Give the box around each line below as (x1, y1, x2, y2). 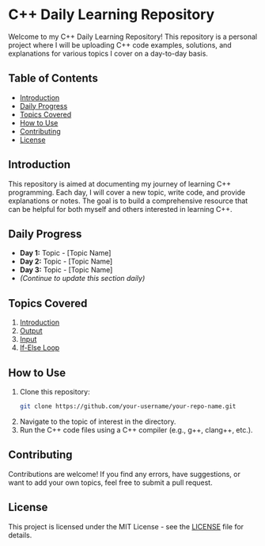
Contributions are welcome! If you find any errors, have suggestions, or (8, 469, 241, 479)
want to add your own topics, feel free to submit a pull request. (8, 478, 213, 487)
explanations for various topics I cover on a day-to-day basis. (8, 48, 208, 58)
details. (8, 530, 32, 540)
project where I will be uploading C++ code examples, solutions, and (8, 40, 232, 49)
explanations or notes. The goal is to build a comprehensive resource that (8, 196, 248, 206)
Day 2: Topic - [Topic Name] (19, 256, 113, 267)
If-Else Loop (19, 343, 60, 352)
